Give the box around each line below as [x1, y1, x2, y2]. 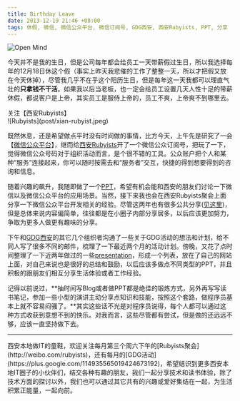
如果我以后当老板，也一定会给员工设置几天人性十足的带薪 [63, 85, 233, 93]
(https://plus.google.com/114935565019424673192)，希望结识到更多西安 [7, 360, 223, 368]
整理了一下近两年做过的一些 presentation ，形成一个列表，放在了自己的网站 [13, 251, 232, 260]
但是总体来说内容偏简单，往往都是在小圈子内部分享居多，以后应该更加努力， [7, 209, 233, 218]
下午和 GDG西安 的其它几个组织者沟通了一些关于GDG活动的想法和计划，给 [7, 233, 223, 242]
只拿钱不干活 [20, 85, 58, 93]
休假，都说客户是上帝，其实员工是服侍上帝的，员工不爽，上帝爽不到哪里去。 [7, 93, 233, 102]
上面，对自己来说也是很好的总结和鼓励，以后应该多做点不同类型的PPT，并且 [7, 260, 232, 268]
